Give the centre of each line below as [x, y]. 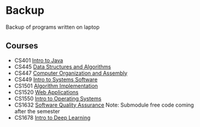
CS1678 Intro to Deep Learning [52, 117]
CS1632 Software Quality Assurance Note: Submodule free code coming [104, 105]
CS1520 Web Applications [46, 92]
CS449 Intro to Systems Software [56, 79]
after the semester [37, 111]
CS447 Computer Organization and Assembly [71, 73]
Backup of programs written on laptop [53, 27]
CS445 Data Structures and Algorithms [63, 66]
